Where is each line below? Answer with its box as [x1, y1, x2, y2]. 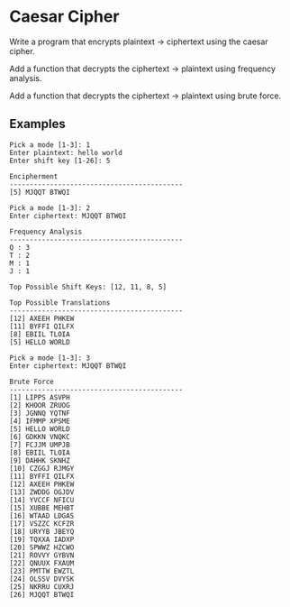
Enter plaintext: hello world [9, 148, 123, 157]
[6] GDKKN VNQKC [9, 432, 70, 441]
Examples [9, 116, 66, 132]
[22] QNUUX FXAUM [9, 558, 75, 567]
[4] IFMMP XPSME [9, 417, 70, 426]
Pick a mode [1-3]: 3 [9, 354, 91, 363]
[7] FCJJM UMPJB [9, 440, 70, 449]
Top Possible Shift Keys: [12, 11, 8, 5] [9, 282, 168, 291]
